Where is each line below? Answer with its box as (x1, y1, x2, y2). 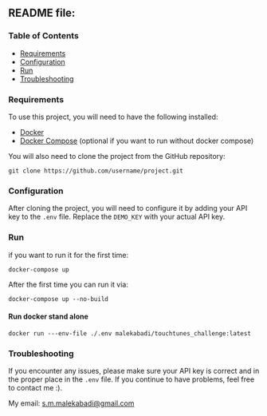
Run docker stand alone (8, 311, 89, 322)
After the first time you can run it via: (8, 279, 129, 289)
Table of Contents (8, 30, 80, 42)
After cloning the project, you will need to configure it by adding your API (8, 204, 248, 213)
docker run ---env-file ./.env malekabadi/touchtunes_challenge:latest (8, 329, 251, 338)
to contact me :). (8, 383, 63, 393)
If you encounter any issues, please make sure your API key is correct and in (8, 366, 260, 376)
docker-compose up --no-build (8, 295, 109, 303)
